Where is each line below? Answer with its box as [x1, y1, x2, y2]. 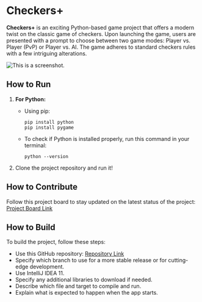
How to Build [6, 222, 56, 232]
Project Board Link [6, 204, 53, 212]
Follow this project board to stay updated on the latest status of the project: [6, 198, 196, 205]
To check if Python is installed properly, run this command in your [24, 135, 190, 142]
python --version [24, 153, 69, 159]
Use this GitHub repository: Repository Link [15, 250, 124, 257]
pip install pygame [24, 124, 74, 131]
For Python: [15, 95, 46, 102]
